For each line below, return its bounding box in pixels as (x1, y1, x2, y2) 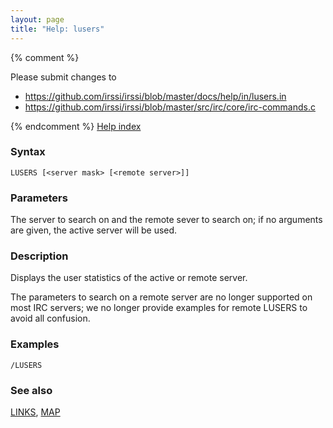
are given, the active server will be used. (10, 224, 178, 236)
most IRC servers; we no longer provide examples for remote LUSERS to (10, 302, 308, 314)
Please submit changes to (10, 71, 117, 83)
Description (10, 249, 69, 263)
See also (10, 383, 53, 397)
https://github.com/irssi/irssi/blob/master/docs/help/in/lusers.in (24, 90, 287, 102)
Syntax (10, 145, 46, 159)
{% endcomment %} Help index (10, 120, 142, 132)
